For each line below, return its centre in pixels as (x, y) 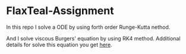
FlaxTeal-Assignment (60, 11)
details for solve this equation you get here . (59, 45)
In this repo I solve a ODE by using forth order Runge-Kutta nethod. (88, 27)
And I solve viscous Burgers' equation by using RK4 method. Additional (93, 38)
